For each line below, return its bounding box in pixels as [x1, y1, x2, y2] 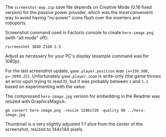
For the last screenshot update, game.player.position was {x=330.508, [5, 68, 150, 74]
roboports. [5, 20, 27, 26]
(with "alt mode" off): [5, 35, 49, 41]
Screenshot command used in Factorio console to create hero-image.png [5, 30, 154, 35]
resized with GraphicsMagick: [5, 98, 66, 104]
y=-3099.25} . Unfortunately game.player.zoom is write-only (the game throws [5, 73, 162, 79]
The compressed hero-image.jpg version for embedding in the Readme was [5, 93, 160, 99]
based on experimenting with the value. [5, 84, 86, 90]
